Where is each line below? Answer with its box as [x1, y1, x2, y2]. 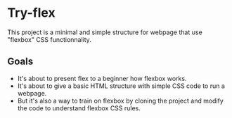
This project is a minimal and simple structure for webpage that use [7, 28, 202, 36]
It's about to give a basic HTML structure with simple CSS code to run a [17, 82, 225, 90]
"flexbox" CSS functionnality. [7, 35, 91, 43]
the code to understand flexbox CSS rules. [17, 103, 141, 112]
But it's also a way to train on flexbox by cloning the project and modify [17, 96, 224, 105]
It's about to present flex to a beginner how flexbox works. [17, 74, 187, 82]
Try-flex [7, 5, 56, 21]
